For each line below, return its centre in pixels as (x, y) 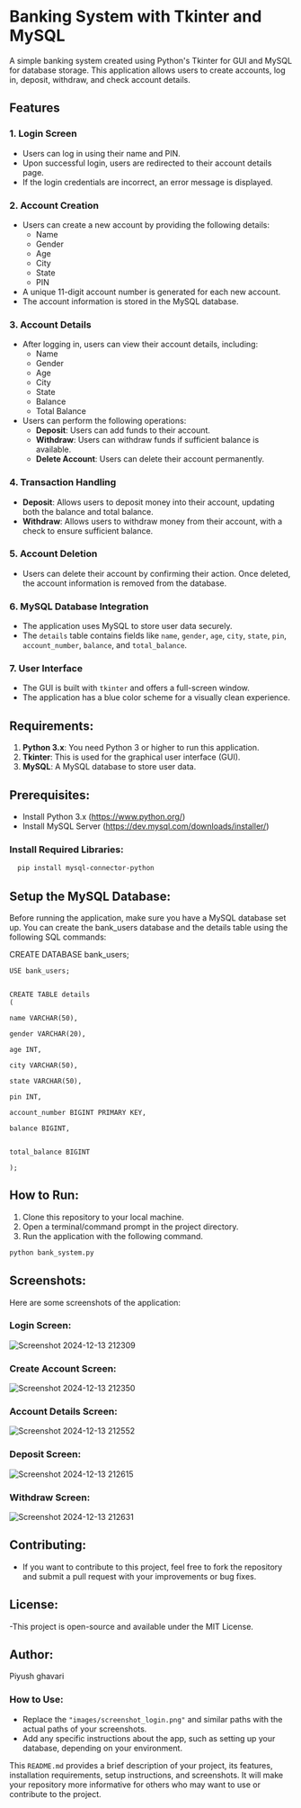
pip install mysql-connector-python (86, 868)
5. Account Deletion (53, 553)
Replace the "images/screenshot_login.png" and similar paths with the (152, 1719)
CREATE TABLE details (50, 995)
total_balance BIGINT (50, 1152)
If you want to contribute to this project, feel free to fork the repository (152, 1567)
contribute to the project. (55, 1794)
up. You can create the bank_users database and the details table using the (149, 928)
